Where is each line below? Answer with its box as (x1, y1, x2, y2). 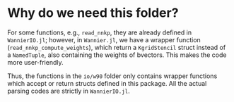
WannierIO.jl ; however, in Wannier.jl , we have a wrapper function (7, 35, 201, 44)
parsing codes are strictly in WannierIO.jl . (7, 87, 131, 95)
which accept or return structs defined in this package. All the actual (7, 79, 207, 87)
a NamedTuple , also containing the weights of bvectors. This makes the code (7, 51, 227, 59)
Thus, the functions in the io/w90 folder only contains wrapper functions (7, 72, 218, 80)
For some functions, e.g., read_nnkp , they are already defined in (7, 28, 192, 37)
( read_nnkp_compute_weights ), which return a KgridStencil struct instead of (7, 43, 226, 51)
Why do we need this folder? (7, 5, 179, 21)
